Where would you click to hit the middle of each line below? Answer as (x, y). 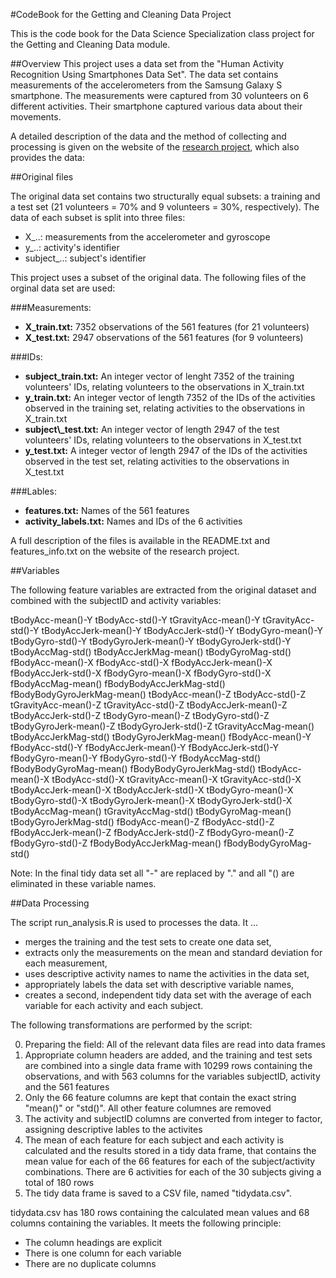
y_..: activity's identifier (72, 247)
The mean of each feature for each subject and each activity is (154, 1140)
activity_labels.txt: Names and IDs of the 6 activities (133, 521)
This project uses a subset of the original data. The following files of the (158, 277)
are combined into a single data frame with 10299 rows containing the (168, 1065)
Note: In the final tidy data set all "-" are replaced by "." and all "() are (152, 873)
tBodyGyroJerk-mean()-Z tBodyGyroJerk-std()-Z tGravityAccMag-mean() (162, 726)
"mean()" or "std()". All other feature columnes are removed (148, 1108)
